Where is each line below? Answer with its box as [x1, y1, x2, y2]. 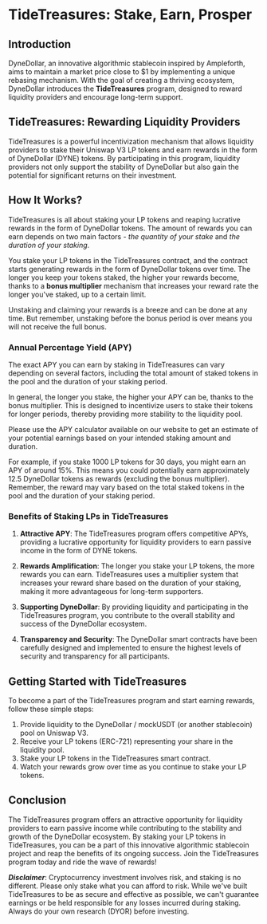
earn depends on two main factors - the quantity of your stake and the [8, 231, 241, 241]
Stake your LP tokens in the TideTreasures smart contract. [19, 753, 211, 763]
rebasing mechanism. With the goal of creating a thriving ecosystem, [8, 76, 235, 85]
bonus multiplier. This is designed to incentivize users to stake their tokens [8, 400, 253, 410]
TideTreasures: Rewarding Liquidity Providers [8, 116, 241, 129]
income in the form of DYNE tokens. [19, 546, 138, 556]
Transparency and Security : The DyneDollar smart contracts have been [19, 635, 257, 644]
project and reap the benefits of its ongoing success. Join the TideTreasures [8, 848, 259, 858]
